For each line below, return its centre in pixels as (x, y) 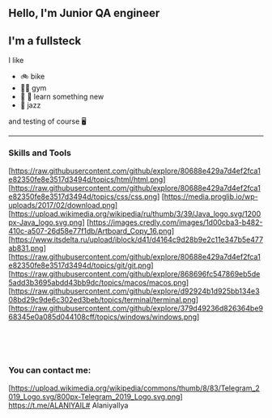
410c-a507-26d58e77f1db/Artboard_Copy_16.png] (91, 230)
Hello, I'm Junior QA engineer (84, 13)
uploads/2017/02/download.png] (63, 205)
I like (16, 61)
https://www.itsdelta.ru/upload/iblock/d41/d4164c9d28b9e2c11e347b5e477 (137, 239)
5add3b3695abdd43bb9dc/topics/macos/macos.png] (99, 282)
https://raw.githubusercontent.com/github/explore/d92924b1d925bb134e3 (136, 291)
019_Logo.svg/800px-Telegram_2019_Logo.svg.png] (96, 396)
